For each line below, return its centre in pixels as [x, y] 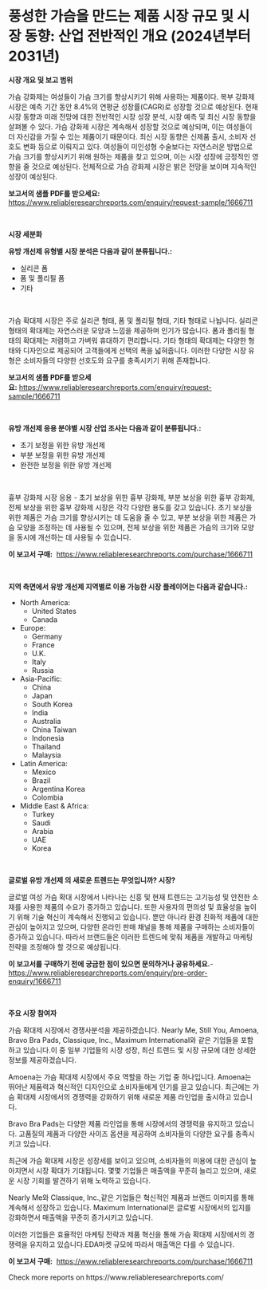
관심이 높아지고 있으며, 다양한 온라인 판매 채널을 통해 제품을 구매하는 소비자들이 [132, 926]
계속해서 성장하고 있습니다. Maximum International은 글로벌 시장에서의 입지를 [130, 1207]
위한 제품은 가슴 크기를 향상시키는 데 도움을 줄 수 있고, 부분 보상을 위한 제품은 [128, 517]
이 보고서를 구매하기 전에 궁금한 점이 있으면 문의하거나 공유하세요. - [111, 964]
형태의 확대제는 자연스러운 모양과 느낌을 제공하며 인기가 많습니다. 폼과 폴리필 [128, 330]
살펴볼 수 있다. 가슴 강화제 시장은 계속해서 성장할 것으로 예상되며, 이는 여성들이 [130, 126]
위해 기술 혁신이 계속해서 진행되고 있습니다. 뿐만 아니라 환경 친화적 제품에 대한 [137, 917]
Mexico [44, 772]
